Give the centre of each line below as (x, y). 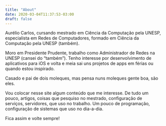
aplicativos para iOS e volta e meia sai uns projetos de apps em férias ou (79, 63)
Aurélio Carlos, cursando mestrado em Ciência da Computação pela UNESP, (83, 33)
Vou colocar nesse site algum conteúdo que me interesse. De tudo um (77, 93)
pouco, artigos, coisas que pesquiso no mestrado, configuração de (74, 98)
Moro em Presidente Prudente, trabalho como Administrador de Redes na (80, 53)
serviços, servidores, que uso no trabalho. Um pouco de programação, (78, 104)
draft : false (19, 19)
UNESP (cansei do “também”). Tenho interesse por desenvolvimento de (78, 58)
